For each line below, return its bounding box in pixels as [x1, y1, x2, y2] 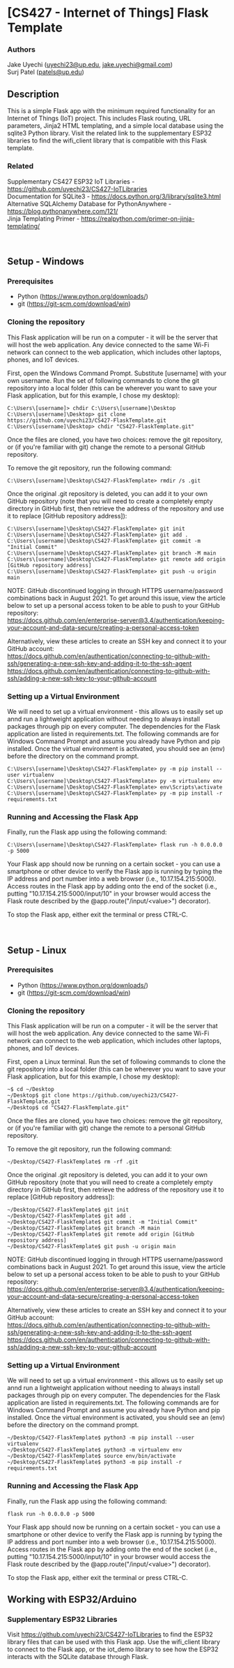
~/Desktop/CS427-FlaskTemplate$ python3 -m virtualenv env [7, 1447, 182, 1454]
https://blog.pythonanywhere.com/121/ [7, 207, 118, 215]
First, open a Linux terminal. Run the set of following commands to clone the [7, 1058, 226, 1066]
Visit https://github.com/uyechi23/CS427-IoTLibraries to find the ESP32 [7, 1630, 214, 1639]
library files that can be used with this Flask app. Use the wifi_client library [7, 1638, 221, 1646]
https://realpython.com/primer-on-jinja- [81, 214, 195, 223]
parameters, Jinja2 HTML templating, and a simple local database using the [7, 122, 224, 130]
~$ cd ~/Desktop [7, 1086, 54, 1093]
